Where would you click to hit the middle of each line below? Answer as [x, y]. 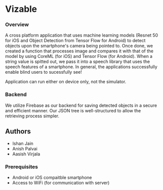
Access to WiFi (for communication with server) [61, 183]
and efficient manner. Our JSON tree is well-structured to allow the [73, 110]
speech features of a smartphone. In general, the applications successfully [81, 67]
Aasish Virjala [26, 154]
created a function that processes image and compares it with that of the [80, 51]
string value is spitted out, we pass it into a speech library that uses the [78, 62]
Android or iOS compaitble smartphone [52, 177]
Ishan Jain [23, 143]
